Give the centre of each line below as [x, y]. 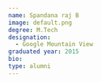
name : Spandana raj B [44, 15]
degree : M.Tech [33, 30]
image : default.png [40, 23]
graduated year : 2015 [44, 52]
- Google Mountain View [54, 45]
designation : [30, 37]
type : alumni [30, 66]
